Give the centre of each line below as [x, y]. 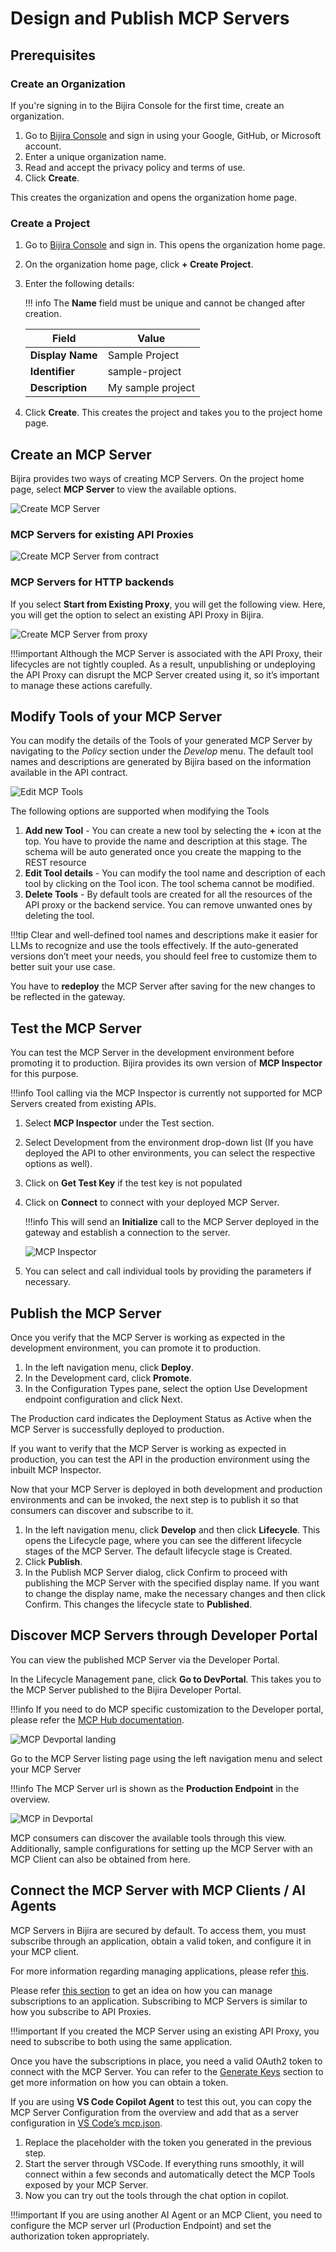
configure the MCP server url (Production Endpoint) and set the [141, 2225]
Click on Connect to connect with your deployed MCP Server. [152, 1203]
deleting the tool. [59, 916]
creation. [43, 314]
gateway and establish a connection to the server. [127, 1233]
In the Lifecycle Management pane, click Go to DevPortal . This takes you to [166, 1679]
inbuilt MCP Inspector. [56, 1470]
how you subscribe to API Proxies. [81, 2011]
